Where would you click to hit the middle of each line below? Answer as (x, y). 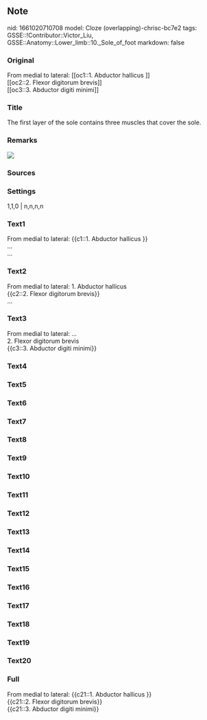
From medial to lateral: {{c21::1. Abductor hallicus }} (80, 694)
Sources (21, 172)
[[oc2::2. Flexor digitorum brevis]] (54, 82)
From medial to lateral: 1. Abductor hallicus (67, 286)
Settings (22, 191)
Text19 (19, 642)
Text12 (19, 513)
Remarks (22, 140)
